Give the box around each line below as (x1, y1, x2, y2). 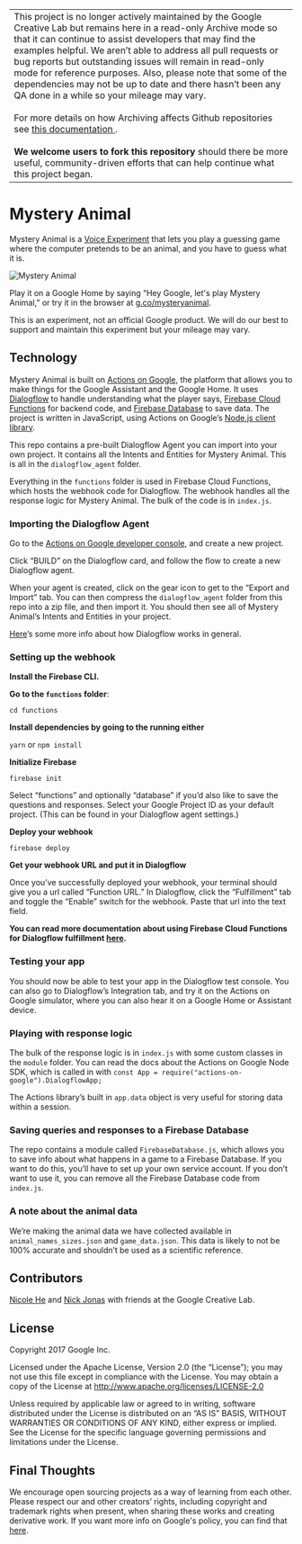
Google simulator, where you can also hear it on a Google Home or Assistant (9, 994, 292, 1006)
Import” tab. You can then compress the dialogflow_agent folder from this (9, 592, 283, 603)
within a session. (9, 1101, 72, 1112)
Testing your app (9, 956, 85, 968)
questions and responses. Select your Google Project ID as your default (9, 800, 274, 811)
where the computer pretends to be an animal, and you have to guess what (9, 243, 288, 254)
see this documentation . (13, 123, 119, 135)
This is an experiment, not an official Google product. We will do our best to (9, 314, 289, 325)
